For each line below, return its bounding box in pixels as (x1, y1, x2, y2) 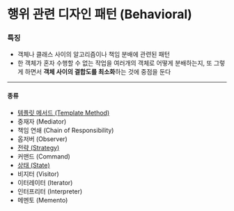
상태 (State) (17, 161, 50, 169)
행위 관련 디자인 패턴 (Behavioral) (7, 6, 193, 22)
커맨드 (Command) (17, 152, 71, 161)
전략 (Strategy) (17, 143, 60, 152)
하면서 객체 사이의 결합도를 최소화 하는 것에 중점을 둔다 (24, 68, 171, 76)
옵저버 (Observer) (17, 134, 68, 143)
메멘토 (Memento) (17, 196, 68, 204)
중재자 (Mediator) (17, 117, 67, 126)
